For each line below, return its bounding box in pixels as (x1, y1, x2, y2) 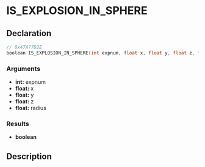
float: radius (15, 105, 47, 112)
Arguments (6, 64, 41, 73)
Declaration (6, 28, 52, 39)
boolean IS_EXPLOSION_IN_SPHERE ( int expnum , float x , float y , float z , (6, 50, 195, 56)
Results (6, 119, 29, 128)
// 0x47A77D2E (6, 44, 43, 50)
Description (6, 151, 52, 161)
